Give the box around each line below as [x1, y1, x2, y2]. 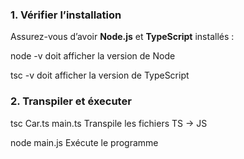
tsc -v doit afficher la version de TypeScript [10, 69, 190, 82]
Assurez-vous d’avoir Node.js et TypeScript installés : [10, 31, 235, 43]
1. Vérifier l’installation [10, 8, 122, 22]
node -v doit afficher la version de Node [10, 50, 176, 62]
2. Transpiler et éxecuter [10, 94, 132, 108]
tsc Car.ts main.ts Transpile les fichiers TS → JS [10, 117, 208, 129]
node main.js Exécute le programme [10, 136, 159, 148]
